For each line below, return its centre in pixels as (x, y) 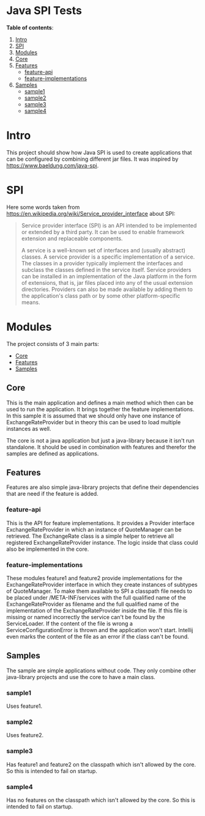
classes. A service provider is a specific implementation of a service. (108, 257)
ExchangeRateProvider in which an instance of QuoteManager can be (94, 529)
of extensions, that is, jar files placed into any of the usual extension (107, 282)
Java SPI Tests (44, 11)
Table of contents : (30, 28)
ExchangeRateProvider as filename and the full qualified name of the (93, 604)
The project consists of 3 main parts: (53, 344)
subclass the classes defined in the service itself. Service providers (106, 270)
